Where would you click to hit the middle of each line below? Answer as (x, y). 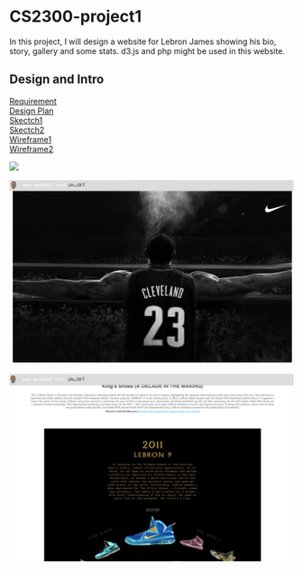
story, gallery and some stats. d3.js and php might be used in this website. (147, 50)
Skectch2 (27, 130)
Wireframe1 (31, 139)
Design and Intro (57, 80)
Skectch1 (26, 120)
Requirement (33, 101)
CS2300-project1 (76, 17)
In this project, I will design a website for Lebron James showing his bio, (143, 41)
